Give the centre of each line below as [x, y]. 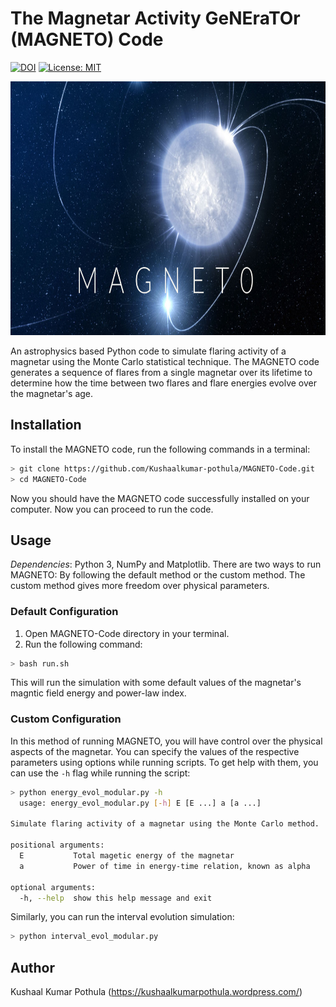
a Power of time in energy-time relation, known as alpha [165, 866]
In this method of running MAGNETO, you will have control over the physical [166, 741]
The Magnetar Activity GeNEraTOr [155, 18]
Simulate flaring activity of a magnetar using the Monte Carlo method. [165, 824]
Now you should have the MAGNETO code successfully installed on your [160, 498]
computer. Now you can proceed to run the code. [112, 509]
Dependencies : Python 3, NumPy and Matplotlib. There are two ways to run [166, 564]
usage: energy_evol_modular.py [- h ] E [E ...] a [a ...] [140, 803]
